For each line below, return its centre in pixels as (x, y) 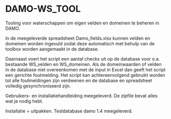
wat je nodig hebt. (24, 101)
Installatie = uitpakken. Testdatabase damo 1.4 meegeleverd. (69, 111)
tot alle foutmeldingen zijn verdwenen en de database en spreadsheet (79, 80)
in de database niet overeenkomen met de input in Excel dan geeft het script (86, 70)
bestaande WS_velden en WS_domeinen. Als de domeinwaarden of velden (83, 64)
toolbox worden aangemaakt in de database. (52, 49)
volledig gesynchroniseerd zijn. (38, 86)
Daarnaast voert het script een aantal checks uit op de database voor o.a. (83, 58)
